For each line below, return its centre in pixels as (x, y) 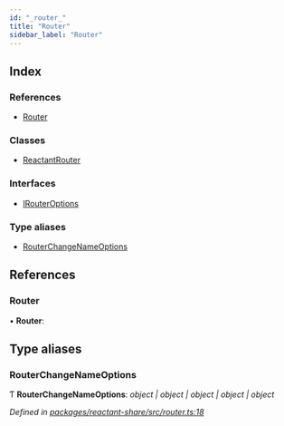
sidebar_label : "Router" (56, 34)
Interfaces (33, 184)
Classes (28, 140)
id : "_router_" (38, 18)
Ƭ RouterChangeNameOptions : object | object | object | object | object (142, 394)
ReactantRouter (52, 160)
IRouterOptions (51, 203)
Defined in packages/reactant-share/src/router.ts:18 (107, 412)
